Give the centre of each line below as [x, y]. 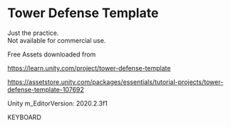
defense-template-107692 [46, 89]
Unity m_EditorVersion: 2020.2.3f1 [58, 103]
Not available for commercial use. [57, 40]
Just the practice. [33, 33]
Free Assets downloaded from [52, 54]
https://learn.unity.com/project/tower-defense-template [89, 68]
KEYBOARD [24, 117]
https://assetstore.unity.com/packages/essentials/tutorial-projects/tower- [115, 82]
